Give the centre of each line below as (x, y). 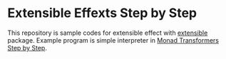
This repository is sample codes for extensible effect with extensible (108, 33)
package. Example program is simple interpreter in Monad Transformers (113, 40)
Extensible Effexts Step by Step (102, 13)
